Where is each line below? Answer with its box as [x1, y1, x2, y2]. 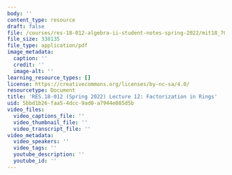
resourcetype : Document [7, 87, 76, 94]
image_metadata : [7, 49, 54, 56]
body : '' [7, 10, 32, 17]
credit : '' [13, 61, 45, 68]
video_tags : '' [13, 145, 57, 152]
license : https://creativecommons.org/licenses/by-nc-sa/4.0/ [7, 81, 190, 87]
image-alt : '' [13, 68, 54, 74]
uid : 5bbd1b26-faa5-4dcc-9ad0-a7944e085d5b [7, 100, 135, 107]
